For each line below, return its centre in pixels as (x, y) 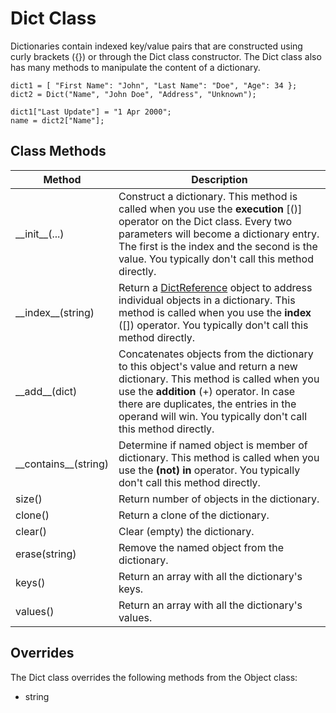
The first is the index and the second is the (218, 246)
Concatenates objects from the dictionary (216, 354)
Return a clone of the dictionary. (194, 515)
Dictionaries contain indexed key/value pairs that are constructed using (156, 46)
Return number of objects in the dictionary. (219, 499)
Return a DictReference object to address (215, 287)
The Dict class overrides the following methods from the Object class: (154, 677)
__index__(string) (55, 312)
